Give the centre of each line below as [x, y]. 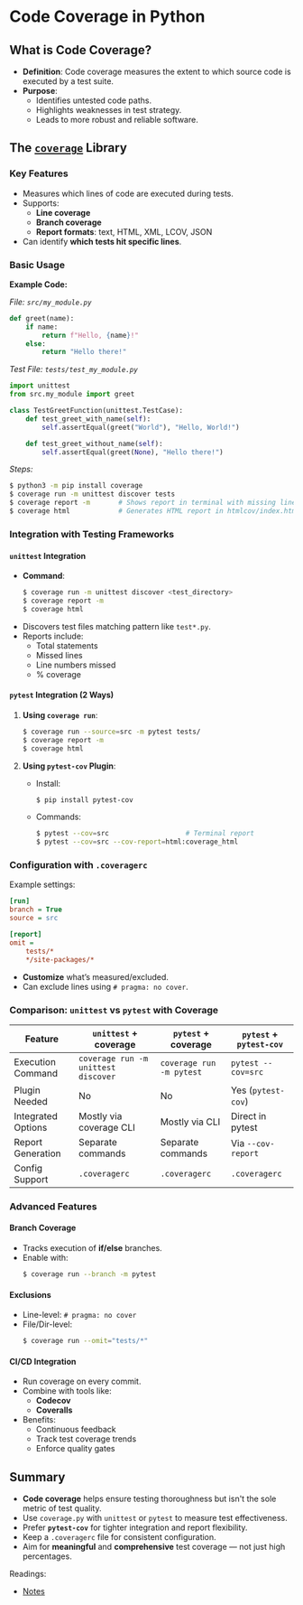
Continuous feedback [76, 1430]
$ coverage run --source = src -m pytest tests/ [111, 732]
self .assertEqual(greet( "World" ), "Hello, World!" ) [141, 427]
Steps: [21, 469]
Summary [37, 1477]
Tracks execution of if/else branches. [92, 1248]
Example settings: [42, 885]
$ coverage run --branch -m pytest [89, 1274]
